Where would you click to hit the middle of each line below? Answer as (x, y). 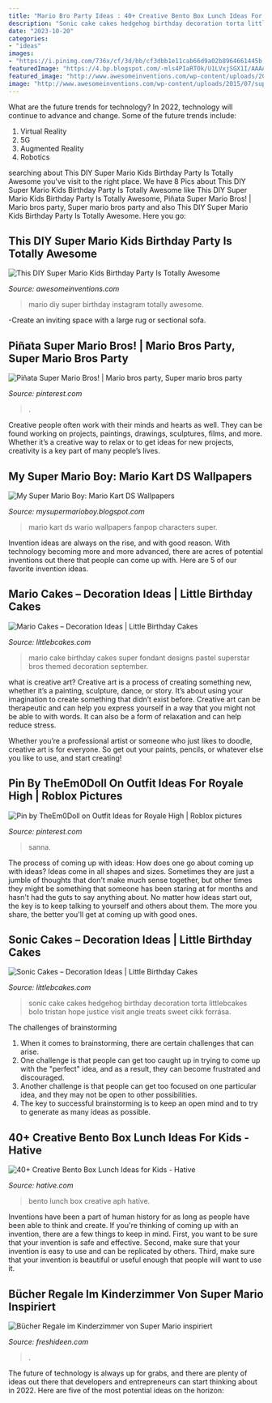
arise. (30, 1052)
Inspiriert (32, 1306)
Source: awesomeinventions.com (64, 289)
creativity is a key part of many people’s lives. (84, 451)
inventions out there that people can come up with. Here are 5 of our (123, 560)
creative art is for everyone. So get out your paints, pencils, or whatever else (136, 749)
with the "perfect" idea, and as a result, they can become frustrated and (140, 1069)
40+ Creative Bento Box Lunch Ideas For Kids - (129, 1138)
